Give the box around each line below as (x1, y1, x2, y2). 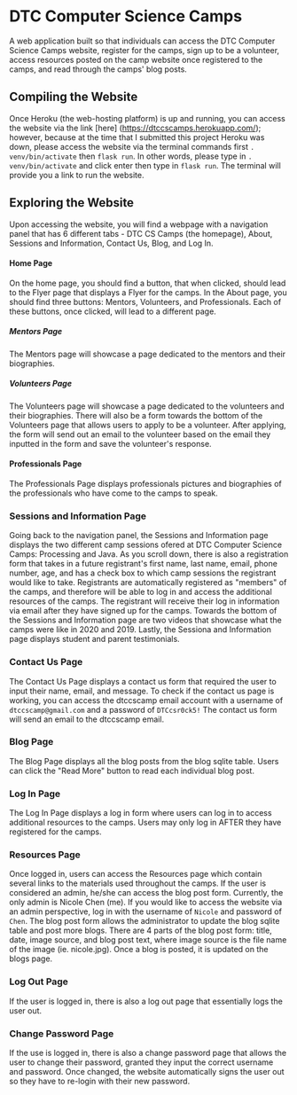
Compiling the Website (9, 90, 138, 105)
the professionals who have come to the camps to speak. (9, 488, 219, 498)
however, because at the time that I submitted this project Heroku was (9, 131, 265, 143)
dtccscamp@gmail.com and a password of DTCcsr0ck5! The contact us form (9, 704, 277, 715)
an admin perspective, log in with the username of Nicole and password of (9, 906, 282, 917)
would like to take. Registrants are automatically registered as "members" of (9, 577, 287, 588)
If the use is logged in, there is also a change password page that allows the (9, 1047, 286, 1058)
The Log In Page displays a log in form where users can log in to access (9, 808, 272, 818)
